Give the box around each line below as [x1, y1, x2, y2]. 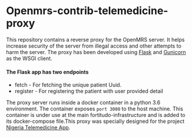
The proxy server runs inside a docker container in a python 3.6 [6, 99, 161, 106]
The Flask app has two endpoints [6, 68, 89, 75]
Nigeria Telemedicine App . [6, 124, 71, 131]
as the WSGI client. [6, 55, 52, 62]
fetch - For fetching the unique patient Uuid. [14, 81, 122, 89]
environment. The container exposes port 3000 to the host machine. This [6, 105, 184, 112]
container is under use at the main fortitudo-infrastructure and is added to [6, 112, 186, 119]
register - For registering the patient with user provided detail [14, 88, 164, 95]
